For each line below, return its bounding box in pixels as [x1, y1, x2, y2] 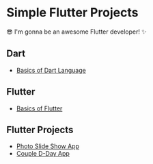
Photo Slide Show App [16, 142, 80, 150]
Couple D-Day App [16, 150, 70, 158]
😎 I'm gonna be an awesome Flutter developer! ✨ [6, 27, 147, 36]
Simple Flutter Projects [6, 5, 139, 21]
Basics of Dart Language [16, 66, 86, 74]
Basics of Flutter [16, 104, 63, 113]
